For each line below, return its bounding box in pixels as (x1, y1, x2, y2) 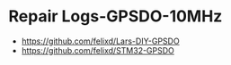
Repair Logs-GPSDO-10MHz (8, 6, 223, 27)
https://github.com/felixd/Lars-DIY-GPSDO (21, 36, 181, 46)
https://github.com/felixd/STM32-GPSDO (21, 45, 174, 55)
